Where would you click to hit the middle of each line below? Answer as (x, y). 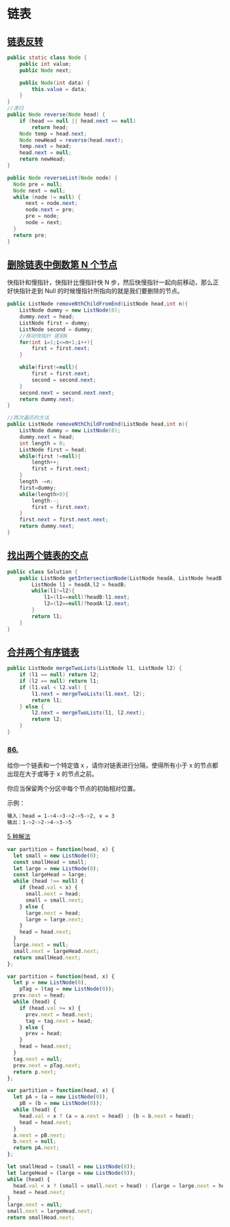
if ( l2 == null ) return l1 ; (59, 681)
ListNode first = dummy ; (55, 323)
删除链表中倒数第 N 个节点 (62, 264)
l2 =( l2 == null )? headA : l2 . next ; (87, 604)
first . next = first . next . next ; (64, 520)
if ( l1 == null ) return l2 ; (59, 675)
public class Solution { (42, 572)
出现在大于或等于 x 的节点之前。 (52, 774)
